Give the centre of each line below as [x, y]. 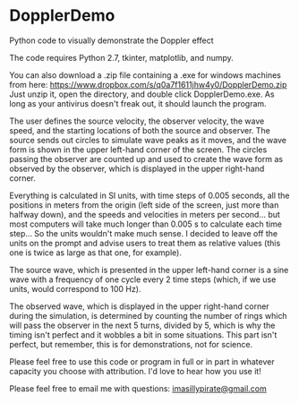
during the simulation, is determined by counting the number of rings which [149, 315]
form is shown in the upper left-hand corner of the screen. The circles [138, 150]
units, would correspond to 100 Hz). [75, 288]
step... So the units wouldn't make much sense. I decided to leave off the [144, 233]
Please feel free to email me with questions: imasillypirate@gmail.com [138, 388]
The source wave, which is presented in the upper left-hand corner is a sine [149, 270]
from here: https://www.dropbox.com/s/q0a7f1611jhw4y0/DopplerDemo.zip [148, 84]
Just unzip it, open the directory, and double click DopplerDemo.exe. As [142, 94]
